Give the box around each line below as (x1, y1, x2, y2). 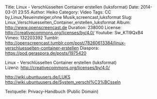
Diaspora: (79, 45, 99, 51)
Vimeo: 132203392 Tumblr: (5, 35, 60, 41)
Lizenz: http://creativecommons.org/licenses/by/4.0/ (5, 65, 110, 71)
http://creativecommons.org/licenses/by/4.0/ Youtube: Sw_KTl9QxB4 (5, 30, 143, 35)
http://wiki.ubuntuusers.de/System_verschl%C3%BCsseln (5, 79, 121, 85)
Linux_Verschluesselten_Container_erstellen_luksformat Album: (5, 19, 131, 25)
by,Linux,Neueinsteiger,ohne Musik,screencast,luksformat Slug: (5, 14, 132, 20)
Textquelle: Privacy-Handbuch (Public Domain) (5, 89, 99, 94)
